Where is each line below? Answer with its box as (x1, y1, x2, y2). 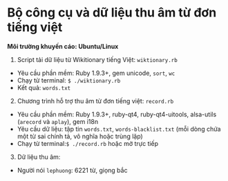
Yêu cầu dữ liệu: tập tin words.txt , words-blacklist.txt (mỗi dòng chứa (17, 125, 221, 133)
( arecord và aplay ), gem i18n (17, 117, 99, 125)
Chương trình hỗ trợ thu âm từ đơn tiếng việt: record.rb (17, 96, 174, 105)
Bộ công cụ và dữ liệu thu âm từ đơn (7, 5, 217, 21)
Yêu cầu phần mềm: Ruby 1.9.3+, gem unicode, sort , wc (17, 69, 175, 77)
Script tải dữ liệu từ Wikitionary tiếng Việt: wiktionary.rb (17, 55, 178, 63)
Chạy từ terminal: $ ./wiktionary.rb (17, 76, 121, 84)
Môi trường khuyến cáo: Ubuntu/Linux (7, 42, 119, 50)
